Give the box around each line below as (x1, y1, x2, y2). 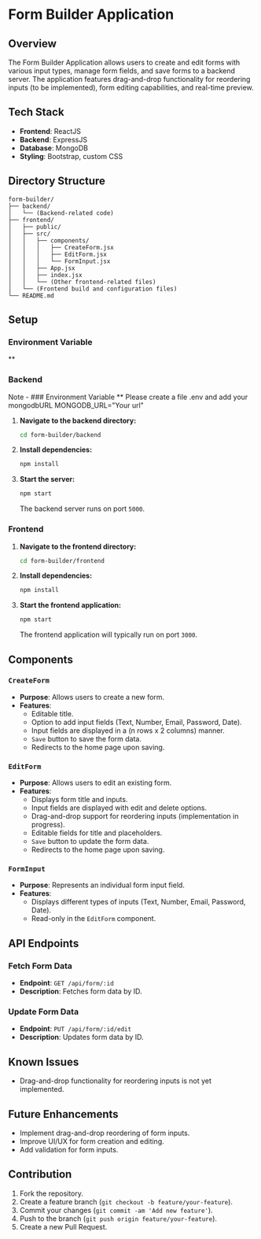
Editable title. (31, 708, 74, 718)
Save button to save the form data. (31, 734, 142, 743)
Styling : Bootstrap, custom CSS (19, 151, 123, 161)
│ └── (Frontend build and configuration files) (8, 285, 178, 293)
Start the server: (19, 475, 75, 484)
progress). (31, 820, 65, 830)
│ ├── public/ (8, 223, 61, 231)
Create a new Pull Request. (19, 1222, 108, 1231)
